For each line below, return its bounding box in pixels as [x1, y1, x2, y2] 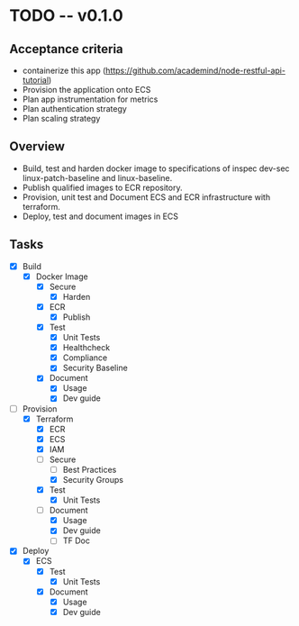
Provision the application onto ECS [22, 85, 151, 95]
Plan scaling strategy [22, 113, 101, 123]
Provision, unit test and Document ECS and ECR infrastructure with [22, 191, 271, 203]
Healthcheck [62, 342, 111, 353]
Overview [9, 139, 66, 154]
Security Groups [62, 474, 124, 485]
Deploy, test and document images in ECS [22, 211, 178, 222]
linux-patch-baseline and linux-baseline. [22, 172, 173, 183]
